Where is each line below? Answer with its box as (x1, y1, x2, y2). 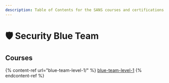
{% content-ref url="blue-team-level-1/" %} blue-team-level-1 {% (5, 67, 142, 73)
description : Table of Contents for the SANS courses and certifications (5, 7, 164, 13)
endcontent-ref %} (5, 72, 45, 78)
